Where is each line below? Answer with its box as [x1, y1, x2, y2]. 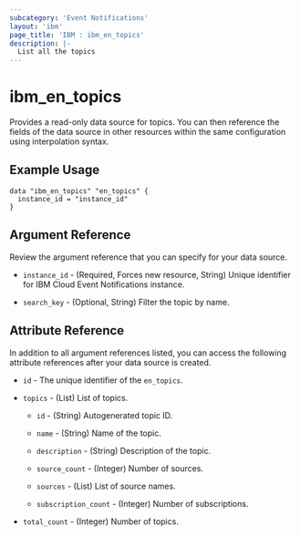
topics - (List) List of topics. [22, 392, 129, 403]
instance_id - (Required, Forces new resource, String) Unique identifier [22, 269, 292, 280]
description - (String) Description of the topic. [36, 445, 212, 456]
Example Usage [9, 162, 100, 178]
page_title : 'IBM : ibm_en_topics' [9, 30, 145, 39]
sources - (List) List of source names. [36, 480, 176, 491]
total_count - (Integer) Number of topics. [22, 516, 180, 527]
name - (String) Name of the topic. [36, 428, 161, 438]
